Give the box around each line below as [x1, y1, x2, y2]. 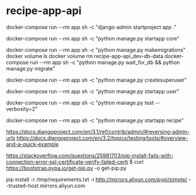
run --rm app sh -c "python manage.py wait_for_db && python [30, 59, 180, 66]
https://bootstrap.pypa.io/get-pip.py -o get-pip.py [6, 164, 127, 172]
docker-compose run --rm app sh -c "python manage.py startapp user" [6, 88, 180, 95]
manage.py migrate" [6, 65, 56, 72]
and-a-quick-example [6, 140, 59, 147]
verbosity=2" [6, 105, 38, 112]
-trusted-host [6, 182, 39, 189]
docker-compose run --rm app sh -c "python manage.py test [6, 99, 154, 106]
